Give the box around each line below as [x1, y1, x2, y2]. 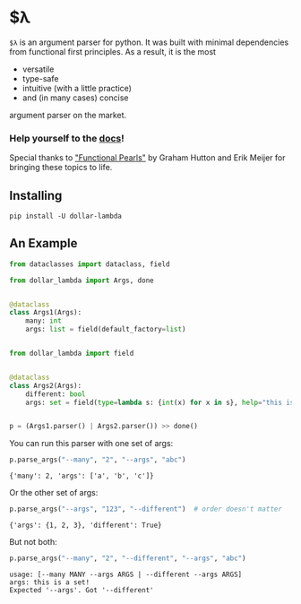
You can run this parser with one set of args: [9, 438, 174, 449]
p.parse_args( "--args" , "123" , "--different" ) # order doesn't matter [9, 505, 282, 513]
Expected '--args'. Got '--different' [9, 585, 154, 594]
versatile [21, 64, 55, 74]
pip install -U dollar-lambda [9, 211, 123, 221]
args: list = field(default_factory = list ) [25, 325, 186, 334]
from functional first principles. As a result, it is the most [9, 46, 217, 56]
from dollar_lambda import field [9, 349, 134, 358]
